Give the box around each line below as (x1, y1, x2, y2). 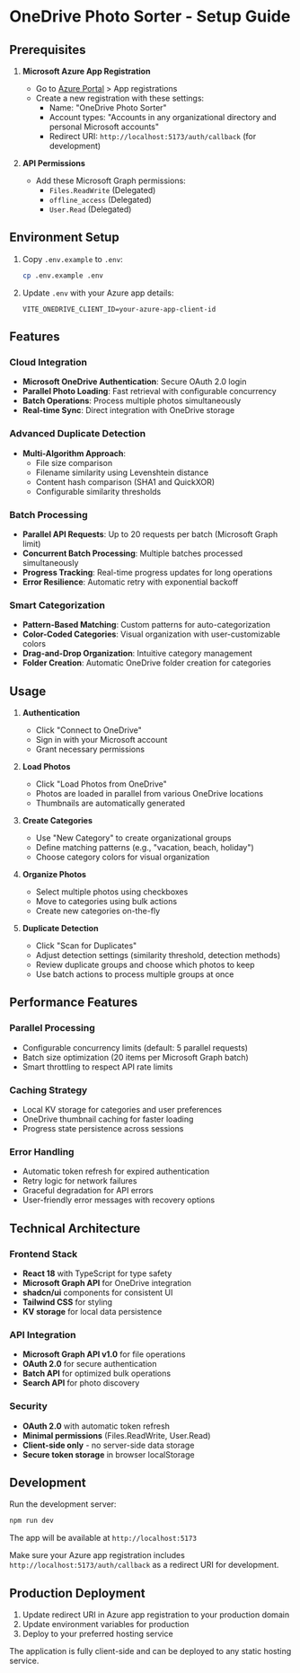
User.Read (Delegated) (49, 204, 132, 215)
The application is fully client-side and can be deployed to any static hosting (9, 1646, 292, 1657)
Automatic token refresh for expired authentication (22, 1166, 209, 1177)
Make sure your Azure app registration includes (9, 1550, 186, 1561)
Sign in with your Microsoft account (35, 735, 168, 745)
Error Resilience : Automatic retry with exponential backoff (22, 577, 239, 587)
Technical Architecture (9, 1220, 141, 1236)
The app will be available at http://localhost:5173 (9, 1533, 198, 1544)
